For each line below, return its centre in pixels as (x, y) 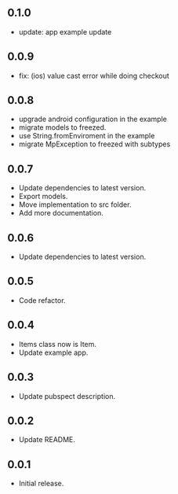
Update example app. (53, 352)
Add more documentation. (61, 213)
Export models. (43, 197)
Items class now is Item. (58, 344)
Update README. (47, 440)
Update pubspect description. (67, 396)
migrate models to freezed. (62, 127)
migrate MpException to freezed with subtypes (94, 144)
